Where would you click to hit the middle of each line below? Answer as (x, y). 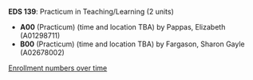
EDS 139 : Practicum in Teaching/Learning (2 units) (91, 12)
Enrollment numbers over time (58, 68)
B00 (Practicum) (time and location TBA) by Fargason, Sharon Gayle (132, 44)
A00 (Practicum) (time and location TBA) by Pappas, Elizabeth (123, 27)
